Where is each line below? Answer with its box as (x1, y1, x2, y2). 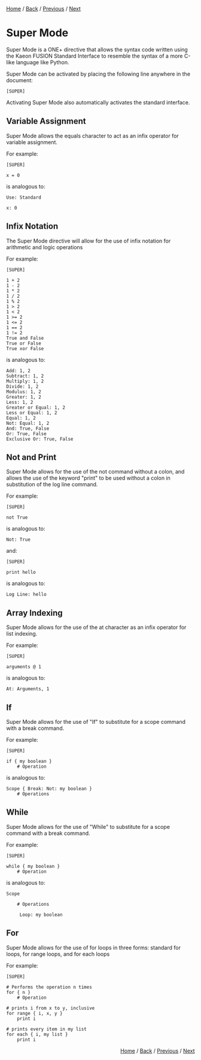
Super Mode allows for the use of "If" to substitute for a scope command (6, 718, 186, 725)
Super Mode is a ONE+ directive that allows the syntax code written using (6, 46, 188, 53)
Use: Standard (6, 194, 42, 200)
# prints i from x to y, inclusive (6, 1005, 95, 1011)
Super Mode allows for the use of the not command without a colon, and (6, 468, 185, 475)
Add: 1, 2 (6, 367, 31, 374)
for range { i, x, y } (6, 1010, 63, 1016)
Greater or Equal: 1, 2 (6, 405, 66, 411)
